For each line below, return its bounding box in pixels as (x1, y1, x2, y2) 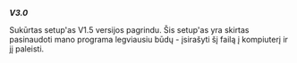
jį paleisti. (9, 43, 45, 54)
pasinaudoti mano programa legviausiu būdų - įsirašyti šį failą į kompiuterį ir (9, 35, 289, 44)
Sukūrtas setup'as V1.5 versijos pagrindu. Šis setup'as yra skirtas (9, 25, 250, 35)
